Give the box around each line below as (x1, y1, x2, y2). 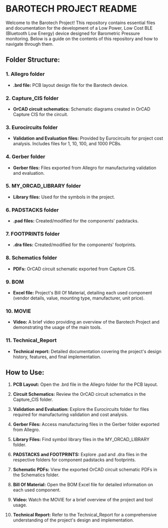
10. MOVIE (5, 307, 31, 314)
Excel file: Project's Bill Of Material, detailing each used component (12, 290, 152, 295)
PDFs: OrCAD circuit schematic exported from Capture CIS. (12, 266, 136, 272)
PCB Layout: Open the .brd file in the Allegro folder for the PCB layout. (12, 381, 158, 387)
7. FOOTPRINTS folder (5, 231, 60, 238)
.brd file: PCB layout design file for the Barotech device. (12, 82, 129, 88)
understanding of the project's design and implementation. (12, 517, 134, 523)
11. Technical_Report (5, 337, 57, 344)
